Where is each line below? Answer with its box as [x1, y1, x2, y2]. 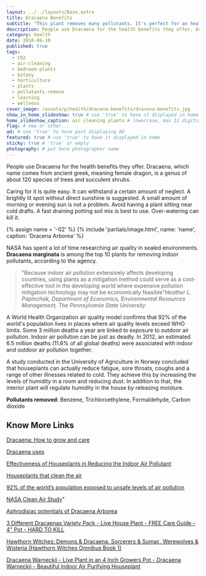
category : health [6, 32, 51, 38]
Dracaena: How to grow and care [6, 436, 90, 444]
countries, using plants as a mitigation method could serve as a [21, 275, 181, 283]
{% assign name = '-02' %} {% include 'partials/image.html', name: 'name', [6, 225, 196, 233]
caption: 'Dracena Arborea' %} [6, 232, 85, 239]
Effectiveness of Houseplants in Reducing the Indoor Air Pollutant [6, 460, 172, 467]
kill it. [6, 213, 20, 221]
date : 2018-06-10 [6, 37, 51, 44]
